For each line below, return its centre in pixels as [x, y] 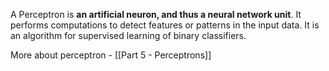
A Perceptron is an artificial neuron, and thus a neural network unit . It [156, 14]
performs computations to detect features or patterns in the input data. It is [165, 25]
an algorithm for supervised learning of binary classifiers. [128, 35]
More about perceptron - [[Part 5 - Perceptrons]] [111, 55]
